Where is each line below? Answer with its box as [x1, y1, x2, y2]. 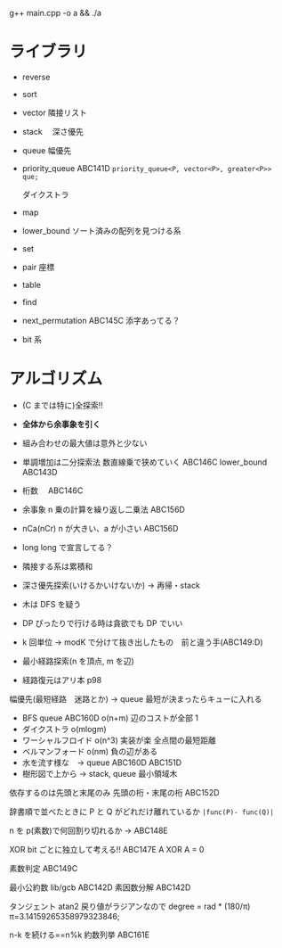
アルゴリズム [9, 369, 103, 389]
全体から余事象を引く [21, 418, 101, 429]
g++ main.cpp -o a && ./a [9, 8, 102, 18]
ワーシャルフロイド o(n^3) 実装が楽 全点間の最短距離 [21, 735, 216, 746]
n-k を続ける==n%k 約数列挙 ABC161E [9, 929, 149, 940]
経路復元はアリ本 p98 [21, 674, 102, 685]
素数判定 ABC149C [9, 862, 78, 873]
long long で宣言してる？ [21, 541, 114, 552]
